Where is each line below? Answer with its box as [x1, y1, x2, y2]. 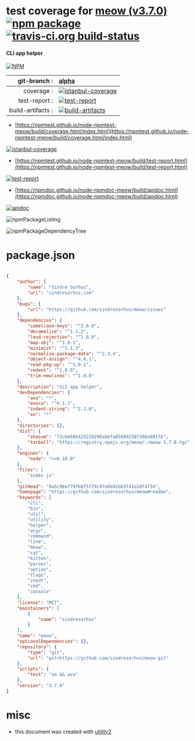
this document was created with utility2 [14, 728, 112, 735]
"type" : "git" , [27, 649, 65, 655]
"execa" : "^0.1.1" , [27, 401, 76, 407]
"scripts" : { [17, 666, 49, 672]
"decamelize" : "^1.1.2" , [27, 329, 89, 334]
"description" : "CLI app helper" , [17, 384, 102, 390]
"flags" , [27, 572, 49, 578]
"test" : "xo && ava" [27, 671, 78, 678]
